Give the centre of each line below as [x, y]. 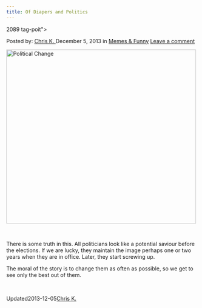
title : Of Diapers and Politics [47, 12]
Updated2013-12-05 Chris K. [42, 298]
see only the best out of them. [44, 275]
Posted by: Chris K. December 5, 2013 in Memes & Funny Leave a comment [101, 41]
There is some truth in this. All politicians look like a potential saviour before [101, 244]
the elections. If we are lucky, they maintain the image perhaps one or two [99, 250]
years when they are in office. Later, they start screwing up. [81, 256]
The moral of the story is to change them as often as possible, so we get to [100, 269]
